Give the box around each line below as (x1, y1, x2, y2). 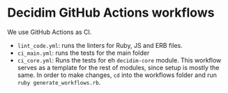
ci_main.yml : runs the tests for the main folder (17, 49, 150, 57)
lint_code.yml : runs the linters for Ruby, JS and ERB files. (17, 41, 183, 49)
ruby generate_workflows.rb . (17, 78, 101, 86)
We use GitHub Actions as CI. (7, 28, 92, 36)
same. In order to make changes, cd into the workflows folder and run (17, 71, 218, 79)
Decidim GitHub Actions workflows (7, 5, 215, 21)
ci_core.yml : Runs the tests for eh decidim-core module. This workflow (17, 56, 222, 64)
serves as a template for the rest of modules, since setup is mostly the (17, 63, 220, 71)
